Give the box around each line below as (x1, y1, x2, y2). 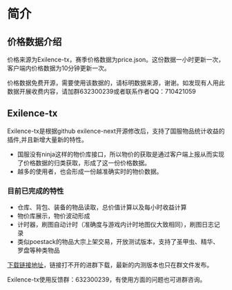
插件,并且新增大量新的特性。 (7, 135, 88, 143)
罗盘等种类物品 (17, 246, 60, 255)
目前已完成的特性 (7, 186, 64, 196)
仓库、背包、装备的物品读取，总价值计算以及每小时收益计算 (17, 203, 187, 211)
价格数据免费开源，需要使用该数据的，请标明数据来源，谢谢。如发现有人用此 (7, 79, 225, 87)
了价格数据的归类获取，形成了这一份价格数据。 (17, 158, 151, 167)
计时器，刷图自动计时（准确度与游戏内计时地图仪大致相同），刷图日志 (17, 220, 214, 229)
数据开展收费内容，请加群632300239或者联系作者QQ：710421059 (7, 87, 196, 95)
